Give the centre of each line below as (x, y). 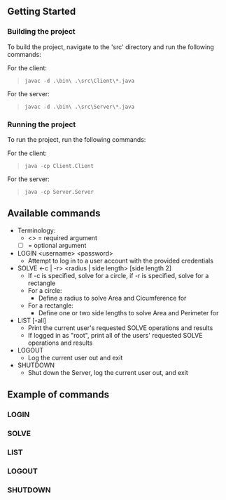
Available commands (54, 213)
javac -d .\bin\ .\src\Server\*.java (79, 107)
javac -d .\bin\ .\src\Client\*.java (79, 81)
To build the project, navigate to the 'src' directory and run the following (111, 47)
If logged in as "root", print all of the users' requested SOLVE (115, 335)
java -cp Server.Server (59, 192)
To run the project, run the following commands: (77, 139)
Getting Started (42, 12)
